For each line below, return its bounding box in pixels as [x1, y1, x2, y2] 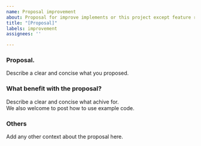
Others [6, 119, 27, 127]
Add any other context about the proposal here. [6, 133, 124, 141]
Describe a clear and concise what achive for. [6, 98, 119, 105]
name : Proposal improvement [6, 8, 77, 15]
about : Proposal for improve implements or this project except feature [6, 14, 191, 20]
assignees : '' [6, 31, 42, 37]
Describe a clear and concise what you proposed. [6, 69, 129, 77]
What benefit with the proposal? [6, 84, 102, 93]
